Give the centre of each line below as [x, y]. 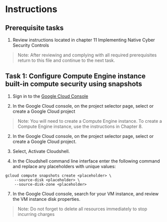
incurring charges [36, 214]
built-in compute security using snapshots [74, 84]
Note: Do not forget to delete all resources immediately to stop [82, 209]
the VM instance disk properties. [46, 199]
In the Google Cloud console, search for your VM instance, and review [86, 194]
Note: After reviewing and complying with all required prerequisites [87, 55]
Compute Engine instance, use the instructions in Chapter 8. [80, 126]
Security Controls [31, 45]
